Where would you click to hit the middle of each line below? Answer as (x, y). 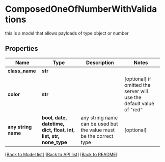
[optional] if (138, 79)
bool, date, (54, 118)
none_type (54, 142)
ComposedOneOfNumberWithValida (81, 9)
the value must (98, 130)
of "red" (134, 109)
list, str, (51, 136)
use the (133, 97)
